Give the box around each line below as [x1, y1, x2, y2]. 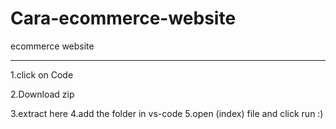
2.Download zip [10, 88, 75, 100]
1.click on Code [10, 68, 74, 81]
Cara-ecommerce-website [10, 7, 237, 30]
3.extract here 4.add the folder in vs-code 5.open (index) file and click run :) [10, 107, 324, 119]
